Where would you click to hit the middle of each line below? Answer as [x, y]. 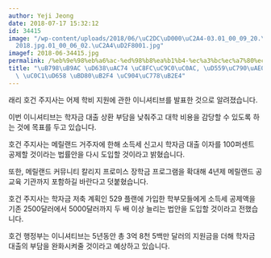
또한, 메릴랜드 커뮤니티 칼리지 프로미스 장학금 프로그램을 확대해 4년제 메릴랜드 [131, 171]
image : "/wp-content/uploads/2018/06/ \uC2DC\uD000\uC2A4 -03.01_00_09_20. [135, 38]
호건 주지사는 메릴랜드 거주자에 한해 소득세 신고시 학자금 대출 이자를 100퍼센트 [131, 144]
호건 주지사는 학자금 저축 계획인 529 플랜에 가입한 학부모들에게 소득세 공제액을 [132, 198]
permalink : [27, 61]
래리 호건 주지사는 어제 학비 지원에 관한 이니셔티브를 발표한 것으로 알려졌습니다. [133, 100]
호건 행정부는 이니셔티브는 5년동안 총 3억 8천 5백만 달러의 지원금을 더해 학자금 [132, 235]
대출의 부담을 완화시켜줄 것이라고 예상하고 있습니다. [89, 246]
